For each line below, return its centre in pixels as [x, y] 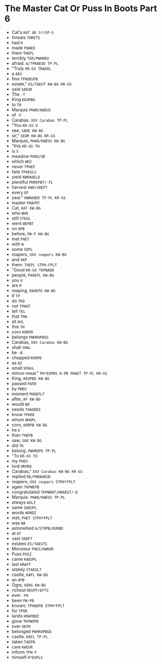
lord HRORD [22, 466]
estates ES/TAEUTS [29, 543]
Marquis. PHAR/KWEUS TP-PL [38, 497]
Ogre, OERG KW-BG [29, 585]
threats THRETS [26, 37]
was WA [18, 523]
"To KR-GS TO [24, 455]
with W [17, 244]
